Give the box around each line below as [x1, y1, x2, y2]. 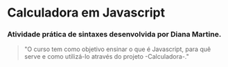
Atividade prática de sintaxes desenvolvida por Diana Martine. [7, 30, 222, 39]
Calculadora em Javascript [7, 5, 165, 21]
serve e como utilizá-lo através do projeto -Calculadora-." [24, 52, 189, 61]
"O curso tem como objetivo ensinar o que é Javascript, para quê [24, 45, 211, 53]
